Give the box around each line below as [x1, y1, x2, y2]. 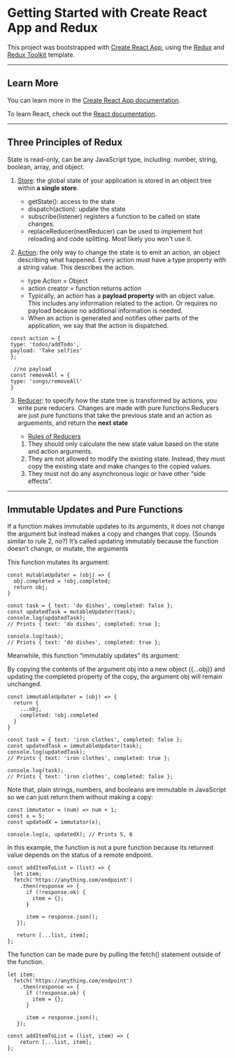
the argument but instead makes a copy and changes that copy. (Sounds [7, 529, 217, 538]
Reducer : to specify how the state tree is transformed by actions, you [17, 396, 218, 405]
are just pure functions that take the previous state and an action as [17, 411, 212, 419]
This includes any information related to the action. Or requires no [27, 299, 218, 307]
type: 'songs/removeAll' [10, 377, 83, 385]
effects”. [27, 477, 52, 485]
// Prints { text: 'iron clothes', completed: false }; [7, 773, 173, 780]
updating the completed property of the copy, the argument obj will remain [7, 672, 222, 681]
